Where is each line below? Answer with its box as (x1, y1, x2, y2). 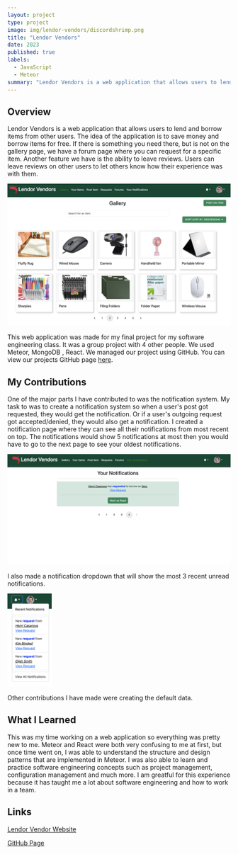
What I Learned (7, 714, 76, 726)
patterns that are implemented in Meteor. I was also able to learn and (7, 755, 208, 764)
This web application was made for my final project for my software (7, 333, 205, 341)
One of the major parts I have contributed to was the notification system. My (7, 395, 230, 404)
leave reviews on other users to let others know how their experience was (7, 162, 223, 171)
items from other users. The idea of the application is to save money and (7, 132, 220, 141)
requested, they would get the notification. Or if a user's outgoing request (7, 410, 222, 419)
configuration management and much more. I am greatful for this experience (7, 770, 231, 779)
